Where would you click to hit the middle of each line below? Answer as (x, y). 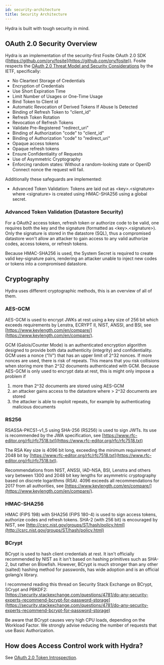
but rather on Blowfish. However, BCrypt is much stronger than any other (84, 564)
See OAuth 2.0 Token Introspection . (41, 658)
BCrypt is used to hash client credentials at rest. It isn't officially (70, 554)
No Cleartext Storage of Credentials (49, 81)
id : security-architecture (33, 10)
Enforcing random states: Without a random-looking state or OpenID (82, 164)
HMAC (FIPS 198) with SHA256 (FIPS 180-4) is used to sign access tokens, (81, 514)
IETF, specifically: (23, 71)
